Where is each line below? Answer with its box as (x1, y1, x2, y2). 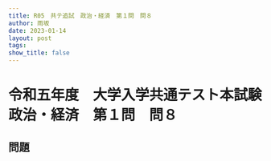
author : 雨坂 (8, 19, 50, 27)
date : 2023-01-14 (8, 26, 67, 34)
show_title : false (8, 49, 70, 57)
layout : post (8, 34, 52, 42)
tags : (8, 42, 27, 50)
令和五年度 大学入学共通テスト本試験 (8, 86, 263, 104)
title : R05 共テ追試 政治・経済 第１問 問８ (8, 11, 153, 20)
